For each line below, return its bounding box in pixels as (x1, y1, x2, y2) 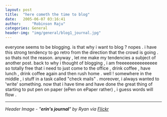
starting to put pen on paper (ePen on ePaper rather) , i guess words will (5, 87, 153, 92)
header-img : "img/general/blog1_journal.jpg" (5, 30, 101, 35)
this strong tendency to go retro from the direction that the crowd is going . (5, 49, 159, 55)
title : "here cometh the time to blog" (5, 12, 90, 17)
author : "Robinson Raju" (5, 21, 66, 26)
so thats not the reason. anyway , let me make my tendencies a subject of (5, 55, 156, 60)
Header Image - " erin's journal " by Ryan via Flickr (5, 106, 109, 112)
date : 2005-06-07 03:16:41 (5, 16, 66, 21)
